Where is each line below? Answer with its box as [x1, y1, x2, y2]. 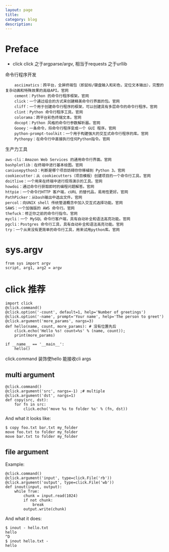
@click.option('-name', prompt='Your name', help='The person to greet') [5, 314, 164, 320]
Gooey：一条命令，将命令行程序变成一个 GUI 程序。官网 [14, 126, 116, 131]
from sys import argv [5, 261, 51, 266]
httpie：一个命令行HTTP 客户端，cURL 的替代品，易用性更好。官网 [5, 190, 129, 195]
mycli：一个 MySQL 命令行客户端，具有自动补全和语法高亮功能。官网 [5, 217, 131, 222]
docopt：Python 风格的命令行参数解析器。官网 [14, 120, 101, 126]
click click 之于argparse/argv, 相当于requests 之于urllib [12, 61, 128, 67]
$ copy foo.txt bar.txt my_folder [5, 425, 78, 430]
